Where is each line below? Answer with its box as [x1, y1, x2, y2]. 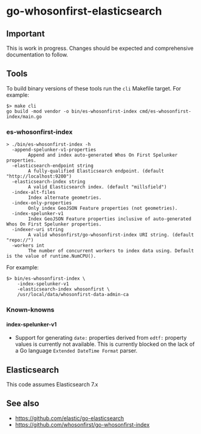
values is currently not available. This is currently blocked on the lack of [15, 340, 195, 348]
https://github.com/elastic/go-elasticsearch [15, 415, 124, 422]
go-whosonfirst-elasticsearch [6, 4, 162, 18]
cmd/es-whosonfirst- [139, 108, 191, 114]
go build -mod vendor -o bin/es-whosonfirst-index [6, 108, 137, 114]
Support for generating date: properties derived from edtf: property [15, 334, 187, 342]
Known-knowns [6, 306, 55, 314]
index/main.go [6, 114, 43, 120]
